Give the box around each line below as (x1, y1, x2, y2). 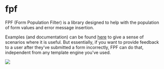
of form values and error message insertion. (5, 24, 94, 30)
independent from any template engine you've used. (5, 50, 111, 55)
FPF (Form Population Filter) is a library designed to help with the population (5, 19, 160, 25)
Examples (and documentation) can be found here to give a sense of (5, 34, 144, 40)
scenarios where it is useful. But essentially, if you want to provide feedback (5, 39, 159, 45)
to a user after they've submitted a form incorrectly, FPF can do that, (5, 44, 144, 50)
